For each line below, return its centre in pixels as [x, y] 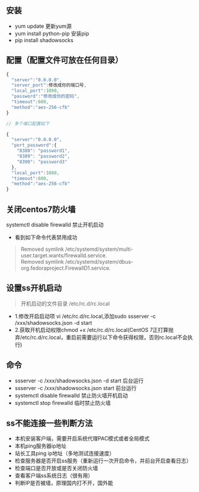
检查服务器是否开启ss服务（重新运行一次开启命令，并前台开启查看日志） [103, 461]
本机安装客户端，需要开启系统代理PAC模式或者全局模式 [82, 439]
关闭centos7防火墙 [41, 209]
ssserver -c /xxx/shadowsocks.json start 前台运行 [76, 388]
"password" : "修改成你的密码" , [46, 97]
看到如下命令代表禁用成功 [46, 237]
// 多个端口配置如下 [28, 123]
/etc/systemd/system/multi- [99, 249]
